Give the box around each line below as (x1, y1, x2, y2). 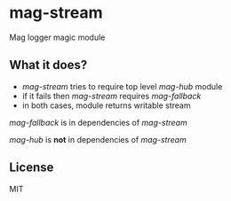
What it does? (9, 58, 88, 73)
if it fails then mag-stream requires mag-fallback (21, 90, 202, 101)
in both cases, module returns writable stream (21, 100, 191, 111)
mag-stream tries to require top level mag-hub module (21, 81, 223, 91)
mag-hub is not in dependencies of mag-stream (9, 134, 187, 144)
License (9, 160, 54, 175)
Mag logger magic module (9, 32, 106, 43)
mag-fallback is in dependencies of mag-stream (9, 117, 188, 128)
